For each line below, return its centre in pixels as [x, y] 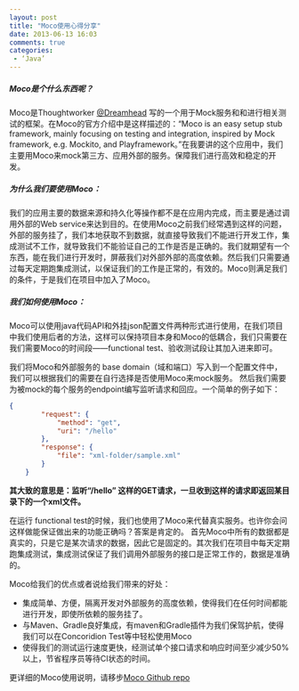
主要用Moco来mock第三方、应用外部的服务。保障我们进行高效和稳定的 [139, 155]
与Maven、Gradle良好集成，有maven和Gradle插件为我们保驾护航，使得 [153, 625]
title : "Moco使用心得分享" [55, 26]
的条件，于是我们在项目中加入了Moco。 [82, 279]
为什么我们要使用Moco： [55, 189]
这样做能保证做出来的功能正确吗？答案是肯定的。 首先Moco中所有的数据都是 [149, 532]
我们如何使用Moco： [48, 301]
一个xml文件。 [59, 501]
